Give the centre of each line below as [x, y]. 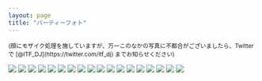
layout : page [30, 15]
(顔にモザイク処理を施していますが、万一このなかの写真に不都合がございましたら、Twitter [131, 46]
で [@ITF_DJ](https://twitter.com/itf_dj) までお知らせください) [92, 54]
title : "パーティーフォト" [47, 23]
